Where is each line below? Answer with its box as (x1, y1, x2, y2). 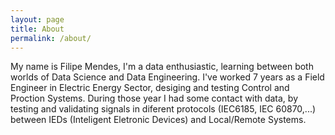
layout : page (10, 14, 65, 25)
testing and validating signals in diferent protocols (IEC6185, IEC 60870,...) (10, 103, 317, 115)
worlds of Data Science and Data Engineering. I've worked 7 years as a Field (10, 71, 325, 83)
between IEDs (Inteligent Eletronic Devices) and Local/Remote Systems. (10, 114, 307, 126)
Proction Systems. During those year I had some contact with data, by (10, 92, 299, 105)
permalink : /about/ (10, 33, 92, 43)
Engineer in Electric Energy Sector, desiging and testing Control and (10, 82, 290, 94)
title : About (10, 24, 65, 34)
